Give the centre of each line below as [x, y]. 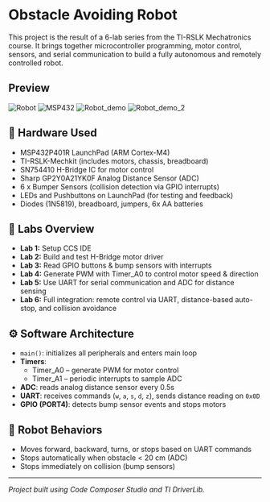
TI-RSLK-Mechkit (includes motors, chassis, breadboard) [114, 161]
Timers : [33, 362]
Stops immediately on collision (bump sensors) [97, 466]
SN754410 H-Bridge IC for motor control [87, 169]
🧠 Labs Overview [51, 228]
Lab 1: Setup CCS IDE [55, 248]
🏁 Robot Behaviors [55, 430]
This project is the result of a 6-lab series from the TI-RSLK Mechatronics [130, 37]
